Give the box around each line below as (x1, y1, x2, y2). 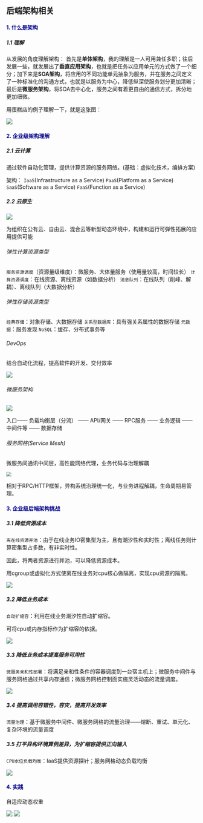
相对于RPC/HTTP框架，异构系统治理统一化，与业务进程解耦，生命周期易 (6, 482, 187, 490)
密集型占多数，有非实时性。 (11, 543, 80, 551)
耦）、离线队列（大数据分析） (6, 283, 78, 290)
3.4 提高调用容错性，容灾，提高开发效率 (6, 701, 107, 709)
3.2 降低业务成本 (6, 595, 48, 603)
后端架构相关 (6, 5, 54, 16)
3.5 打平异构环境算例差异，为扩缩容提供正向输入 (6, 741, 127, 748)
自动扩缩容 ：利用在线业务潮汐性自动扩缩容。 (6, 612, 114, 619)
